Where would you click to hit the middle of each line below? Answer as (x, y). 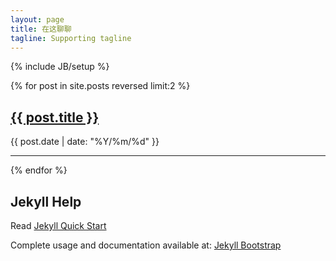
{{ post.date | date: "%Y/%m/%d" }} (85, 142)
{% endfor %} (39, 170)
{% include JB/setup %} (60, 67)
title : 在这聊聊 (41, 29)
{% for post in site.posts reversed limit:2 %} (100, 86)
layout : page (37, 19)
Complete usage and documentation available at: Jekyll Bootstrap (146, 245)
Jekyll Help (46, 201)
